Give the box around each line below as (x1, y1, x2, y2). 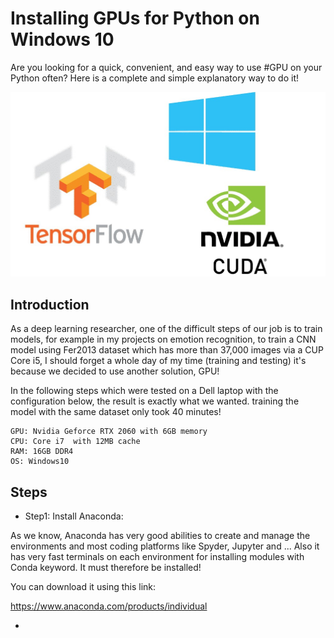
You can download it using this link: (10, 581, 157, 593)
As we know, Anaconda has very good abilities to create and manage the (10, 530, 311, 542)
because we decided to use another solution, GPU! (10, 365, 220, 377)
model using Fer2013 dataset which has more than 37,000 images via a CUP (10, 344, 324, 356)
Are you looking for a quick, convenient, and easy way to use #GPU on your (10, 61, 323, 73)
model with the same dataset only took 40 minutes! (10, 406, 222, 418)
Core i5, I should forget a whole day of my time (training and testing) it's (10, 355, 307, 367)
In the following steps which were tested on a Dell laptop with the (10, 385, 279, 397)
